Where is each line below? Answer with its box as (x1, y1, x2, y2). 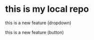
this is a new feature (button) (5, 29, 64, 35)
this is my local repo (5, 3, 89, 15)
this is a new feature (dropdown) (5, 20, 72, 26)
